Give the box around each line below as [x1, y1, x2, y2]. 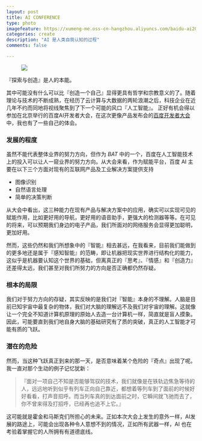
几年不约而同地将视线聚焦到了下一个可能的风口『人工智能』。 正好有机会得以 [6, 104, 195, 111]
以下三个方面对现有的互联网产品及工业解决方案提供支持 [16, 166, 154, 173]
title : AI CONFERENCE [6, 14, 61, 20]
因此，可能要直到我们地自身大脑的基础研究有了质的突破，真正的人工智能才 [6, 318, 191, 325]
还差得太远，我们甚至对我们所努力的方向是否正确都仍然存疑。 [6, 264, 159, 272]
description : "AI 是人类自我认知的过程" [6, 37, 100, 43]
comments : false [6, 43, 47, 49]
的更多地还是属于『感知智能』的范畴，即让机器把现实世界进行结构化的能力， [6, 249, 196, 257]
